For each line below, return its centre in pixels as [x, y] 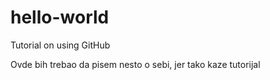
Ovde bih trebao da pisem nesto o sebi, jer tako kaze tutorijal [135, 64]
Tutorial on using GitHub [60, 45]
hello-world [60, 17]
